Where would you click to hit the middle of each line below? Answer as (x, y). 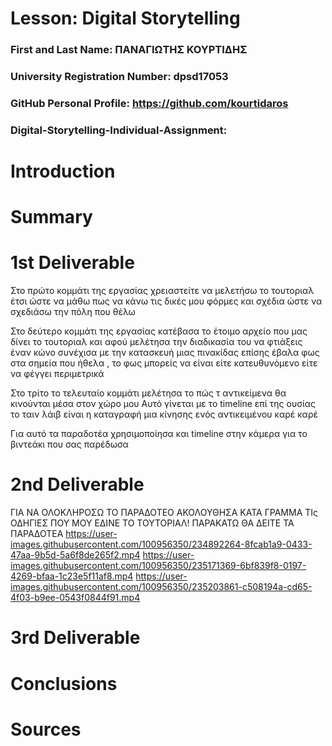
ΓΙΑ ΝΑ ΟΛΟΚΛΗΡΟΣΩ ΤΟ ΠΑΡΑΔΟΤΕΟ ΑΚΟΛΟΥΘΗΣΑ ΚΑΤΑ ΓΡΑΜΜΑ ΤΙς (164, 513)
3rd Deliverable (75, 638)
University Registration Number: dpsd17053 (119, 77)
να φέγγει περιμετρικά (57, 374)
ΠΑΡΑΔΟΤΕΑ (37, 534)
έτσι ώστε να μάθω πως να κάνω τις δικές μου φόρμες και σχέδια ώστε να (166, 301)
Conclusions (64, 683)
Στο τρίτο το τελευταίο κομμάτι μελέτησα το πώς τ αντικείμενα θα (148, 393)
